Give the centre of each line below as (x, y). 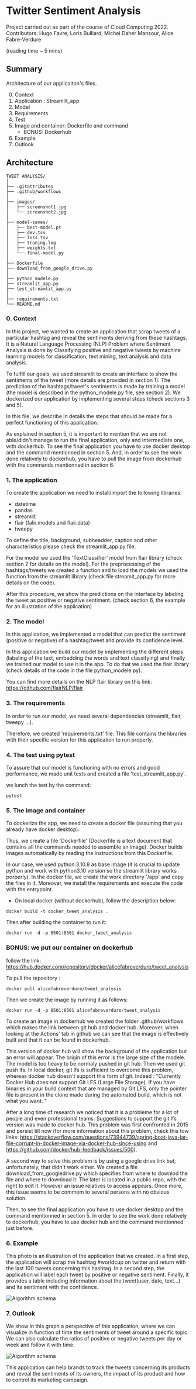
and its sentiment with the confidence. (52, 1287)
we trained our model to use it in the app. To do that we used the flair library (97, 664)
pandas (24, 511)
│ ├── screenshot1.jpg (36, 207)
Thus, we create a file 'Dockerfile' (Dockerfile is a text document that (89, 841)
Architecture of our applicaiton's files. (51, 83)
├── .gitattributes (30, 186)
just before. (20, 1228)
